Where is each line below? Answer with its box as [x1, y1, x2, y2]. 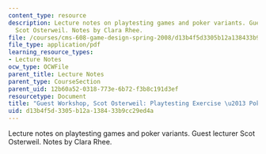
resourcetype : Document [8, 92, 87, 100]
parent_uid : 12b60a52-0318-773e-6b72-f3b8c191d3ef [8, 85, 179, 93]
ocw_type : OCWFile [8, 63, 69, 71]
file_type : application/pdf [8, 41, 101, 49]
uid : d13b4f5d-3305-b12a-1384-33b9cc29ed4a [8, 107, 154, 115]
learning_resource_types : [8, 48, 93, 56]
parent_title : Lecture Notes [8, 70, 104, 78]
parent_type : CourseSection [8, 77, 101, 85]
